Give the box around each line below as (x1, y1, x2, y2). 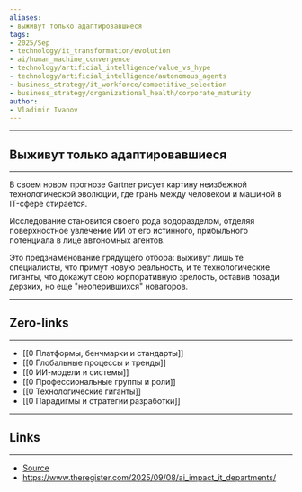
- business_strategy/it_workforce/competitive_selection (9, 80, 227, 89)
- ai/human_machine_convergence (9, 55, 130, 64)
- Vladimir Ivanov (9, 105, 78, 114)
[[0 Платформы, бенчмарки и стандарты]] (22, 347, 184, 358)
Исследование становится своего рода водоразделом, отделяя (9, 216, 255, 227)
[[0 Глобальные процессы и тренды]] (22, 357, 166, 368)
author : (9, 96, 39, 106)
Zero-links (9, 316, 69, 331)
